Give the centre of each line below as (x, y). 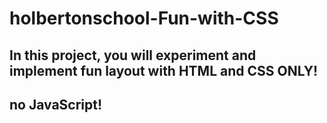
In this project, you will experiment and (133, 55)
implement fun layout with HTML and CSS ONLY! (164, 70)
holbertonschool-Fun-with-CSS (144, 18)
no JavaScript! (56, 104)
